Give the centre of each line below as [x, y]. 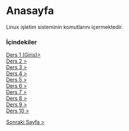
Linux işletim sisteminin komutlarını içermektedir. [64, 27]
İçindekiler [21, 42]
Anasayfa [30, 11]
